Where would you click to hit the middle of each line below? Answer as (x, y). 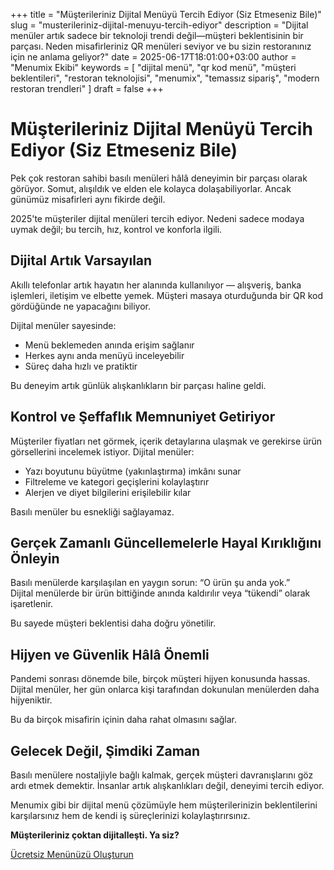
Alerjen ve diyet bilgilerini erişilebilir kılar (108, 492)
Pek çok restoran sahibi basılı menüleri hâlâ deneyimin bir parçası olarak (159, 178)
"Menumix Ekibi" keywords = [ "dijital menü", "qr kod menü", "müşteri (153, 67)
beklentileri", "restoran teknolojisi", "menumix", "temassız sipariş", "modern (165, 78)
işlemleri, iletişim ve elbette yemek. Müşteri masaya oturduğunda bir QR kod (166, 295)
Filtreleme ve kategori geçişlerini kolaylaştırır (117, 481)
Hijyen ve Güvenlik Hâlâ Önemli (110, 654)
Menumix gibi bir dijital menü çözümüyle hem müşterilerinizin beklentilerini (164, 805)
